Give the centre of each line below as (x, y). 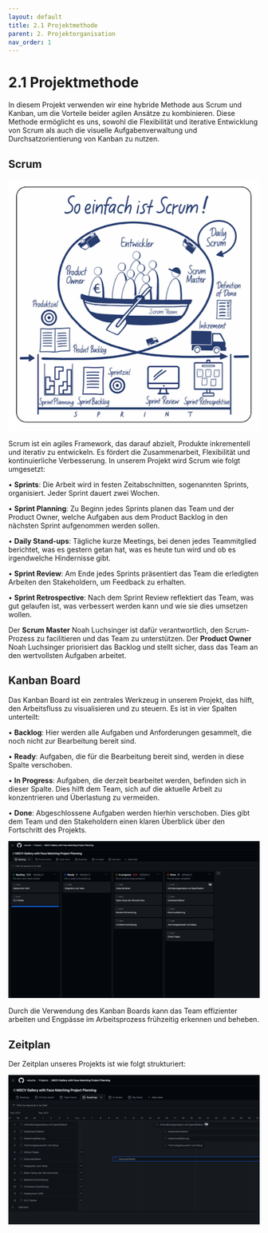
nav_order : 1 (30, 42)
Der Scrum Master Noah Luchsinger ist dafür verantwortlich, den (116, 630)
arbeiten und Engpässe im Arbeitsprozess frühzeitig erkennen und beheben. (134, 1020)
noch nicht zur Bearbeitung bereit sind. (73, 740)
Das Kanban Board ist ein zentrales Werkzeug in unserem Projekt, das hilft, (131, 700)
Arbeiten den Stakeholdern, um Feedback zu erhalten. (97, 582)
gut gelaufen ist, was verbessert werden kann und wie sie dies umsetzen (128, 606)
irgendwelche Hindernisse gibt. (60, 558)
